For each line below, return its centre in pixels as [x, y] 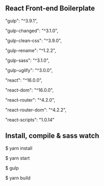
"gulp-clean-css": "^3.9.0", [34, 40]
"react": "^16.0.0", [24, 80]
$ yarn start [18, 158]
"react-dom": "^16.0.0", [30, 90]
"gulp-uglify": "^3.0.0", [29, 70]
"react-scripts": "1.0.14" [30, 120]
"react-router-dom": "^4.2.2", [36, 110]
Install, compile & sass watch [52, 136]
